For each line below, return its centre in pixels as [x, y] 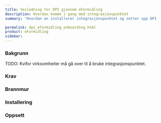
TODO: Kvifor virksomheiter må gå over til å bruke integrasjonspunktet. [75, 64]
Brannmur [17, 89]
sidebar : [14, 36]
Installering [19, 102]
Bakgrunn [17, 53]
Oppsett [15, 115]
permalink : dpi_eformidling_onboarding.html [51, 27]
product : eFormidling [27, 32]
